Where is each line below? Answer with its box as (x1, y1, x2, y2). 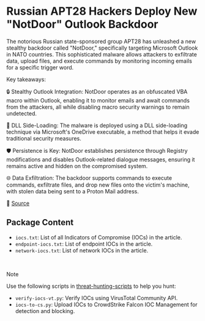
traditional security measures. (6, 134, 81, 142)
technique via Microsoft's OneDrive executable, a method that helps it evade (6, 128, 199, 136)
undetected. (6, 109, 37, 117)
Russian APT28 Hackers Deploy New (6, 4, 198, 18)
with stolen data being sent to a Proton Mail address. (6, 187, 140, 195)
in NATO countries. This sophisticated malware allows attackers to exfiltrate (6, 50, 197, 58)
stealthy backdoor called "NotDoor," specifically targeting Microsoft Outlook (6, 44, 198, 52)
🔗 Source (6, 199, 29, 207)
